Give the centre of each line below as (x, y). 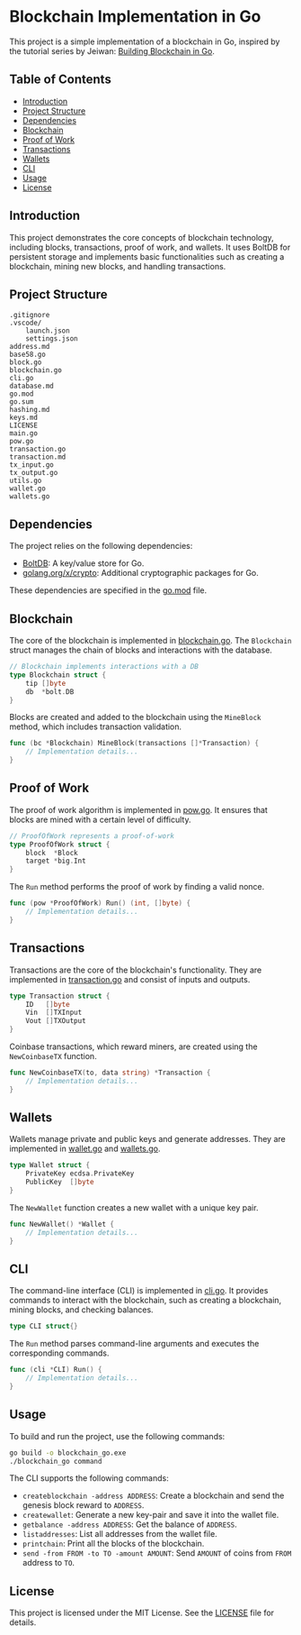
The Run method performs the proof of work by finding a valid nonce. (137, 887)
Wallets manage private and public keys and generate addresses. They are (147, 1139)
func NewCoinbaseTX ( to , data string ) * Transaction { (110, 1073)
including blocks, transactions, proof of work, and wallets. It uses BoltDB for (150, 247)
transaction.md (38, 457)
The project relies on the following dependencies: (101, 546)
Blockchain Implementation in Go (135, 17)
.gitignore (30, 315)
